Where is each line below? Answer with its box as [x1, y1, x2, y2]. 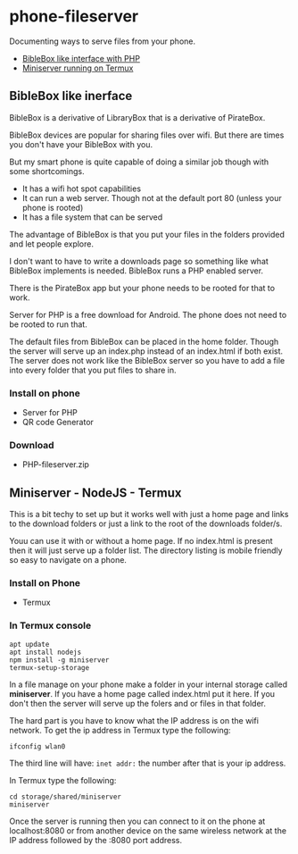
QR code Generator [21, 417, 94, 428]
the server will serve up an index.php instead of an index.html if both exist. [9, 346, 284, 356]
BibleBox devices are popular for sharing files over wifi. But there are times [9, 130, 285, 140]
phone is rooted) [21, 202, 84, 213]
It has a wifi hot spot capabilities [21, 183, 141, 194]
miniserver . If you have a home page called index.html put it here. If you [9, 688, 275, 699]
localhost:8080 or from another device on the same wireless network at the [9, 825, 287, 836]
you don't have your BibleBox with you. [9, 138, 153, 149]
